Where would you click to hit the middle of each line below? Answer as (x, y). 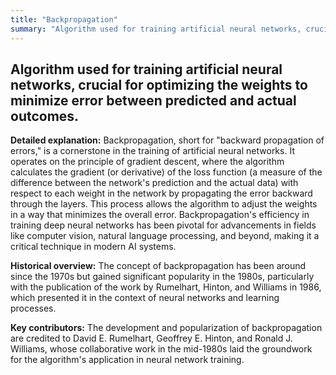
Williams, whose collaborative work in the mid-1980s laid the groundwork (161, 349)
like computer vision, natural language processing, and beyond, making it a (165, 236)
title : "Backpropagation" (64, 19)
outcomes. (45, 116)
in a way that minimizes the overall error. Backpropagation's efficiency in (160, 215)
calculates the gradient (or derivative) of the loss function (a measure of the (166, 172)
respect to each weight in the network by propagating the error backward (161, 193)
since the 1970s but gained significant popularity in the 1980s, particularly (162, 277)
